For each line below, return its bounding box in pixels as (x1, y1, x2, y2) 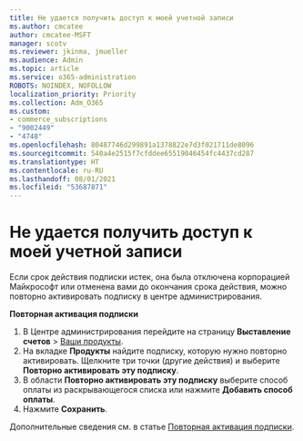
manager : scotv (9, 38, 67, 48)
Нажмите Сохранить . (22, 404, 107, 415)
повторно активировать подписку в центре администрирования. (9, 291, 262, 302)
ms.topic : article (9, 65, 79, 74)
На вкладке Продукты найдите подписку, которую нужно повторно (22, 345, 288, 356)
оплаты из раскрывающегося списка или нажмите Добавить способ (22, 385, 293, 395)
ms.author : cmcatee (9, 22, 84, 31)
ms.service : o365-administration (9, 73, 136, 82)
